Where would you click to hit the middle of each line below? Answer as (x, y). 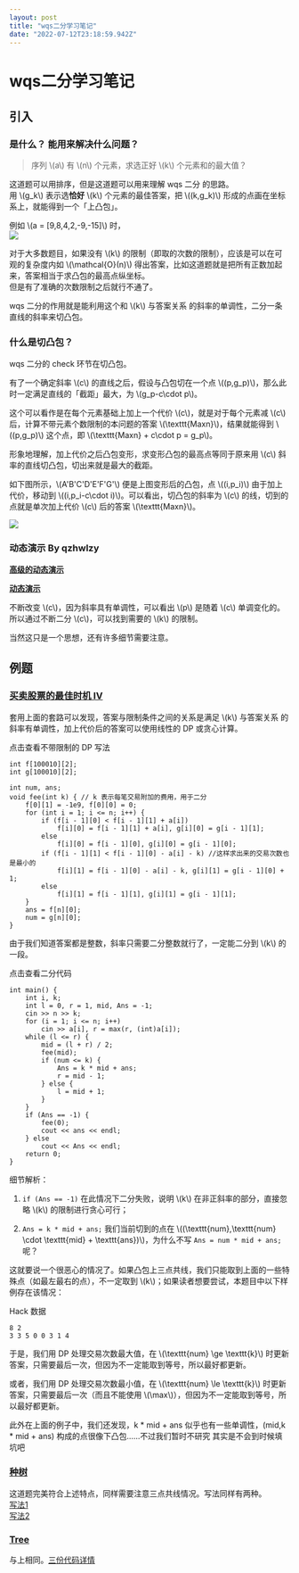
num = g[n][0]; (53, 917)
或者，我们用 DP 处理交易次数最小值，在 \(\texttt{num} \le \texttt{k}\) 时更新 (148, 1383)
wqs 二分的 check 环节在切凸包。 (70, 363)
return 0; (44, 1154)
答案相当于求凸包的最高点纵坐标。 (87, 276)
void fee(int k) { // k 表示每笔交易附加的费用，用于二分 (108, 797)
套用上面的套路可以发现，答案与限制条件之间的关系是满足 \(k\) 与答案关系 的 (149, 717)
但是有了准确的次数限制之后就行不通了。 (83, 287)
